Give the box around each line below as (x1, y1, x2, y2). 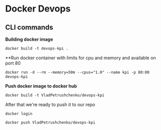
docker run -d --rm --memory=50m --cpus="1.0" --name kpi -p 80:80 (5, 70, 150, 75)
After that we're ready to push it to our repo (5, 101, 96, 107)
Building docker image (5, 36, 53, 42)
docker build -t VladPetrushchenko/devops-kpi (5, 93, 105, 98)
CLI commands (5, 23, 54, 32)
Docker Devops (5, 3, 71, 15)
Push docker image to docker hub (5, 83, 77, 89)
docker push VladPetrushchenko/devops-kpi (5, 120, 96, 125)
